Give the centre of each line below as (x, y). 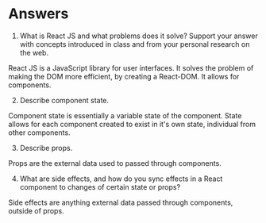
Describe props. (46, 148)
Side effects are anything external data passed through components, (121, 202)
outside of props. (37, 210)
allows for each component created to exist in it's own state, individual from (132, 124)
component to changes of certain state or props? (100, 186)
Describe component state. (64, 100)
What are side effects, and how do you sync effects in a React (121, 179)
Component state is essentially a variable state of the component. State (125, 115)
